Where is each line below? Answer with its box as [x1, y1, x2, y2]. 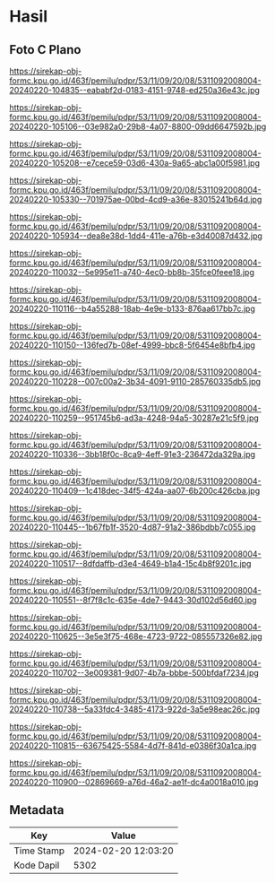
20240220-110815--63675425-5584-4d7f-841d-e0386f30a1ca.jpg [9, 740, 257, 750]
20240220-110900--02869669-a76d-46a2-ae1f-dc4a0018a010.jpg [9, 777, 259, 787]
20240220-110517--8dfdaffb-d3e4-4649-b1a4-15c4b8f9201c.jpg [9, 558, 252, 568]
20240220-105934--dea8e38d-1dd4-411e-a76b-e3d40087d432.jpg [9, 230, 262, 241]
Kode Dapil [13, 859, 60, 871]
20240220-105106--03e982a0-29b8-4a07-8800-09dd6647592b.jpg [9, 121, 267, 132]
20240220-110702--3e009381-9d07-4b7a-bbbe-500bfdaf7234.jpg [9, 668, 260, 678]
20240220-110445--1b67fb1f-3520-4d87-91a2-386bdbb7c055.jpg [9, 522, 256, 532]
